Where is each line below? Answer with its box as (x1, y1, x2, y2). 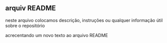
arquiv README (5, 4, 56, 12)
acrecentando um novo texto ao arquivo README (5, 32, 108, 38)
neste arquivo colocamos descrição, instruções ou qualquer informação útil (5, 17, 163, 23)
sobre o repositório (5, 22, 45, 28)
